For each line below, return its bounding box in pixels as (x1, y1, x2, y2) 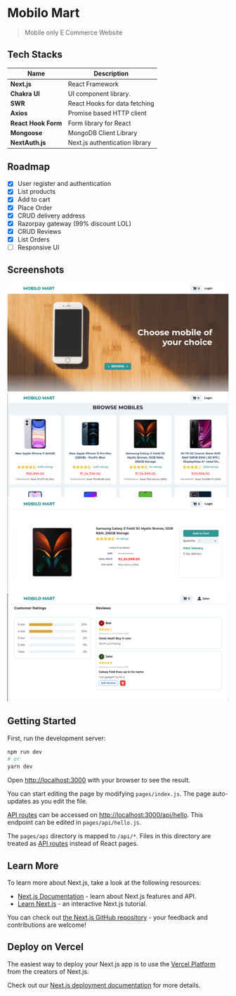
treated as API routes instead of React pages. (7, 840, 138, 848)
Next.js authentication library (67, 139, 152, 147)
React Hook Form (10, 118, 63, 127)
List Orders (17, 235, 51, 244)
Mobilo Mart (7, 5, 80, 21)
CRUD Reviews (17, 227, 62, 235)
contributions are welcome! (7, 921, 86, 929)
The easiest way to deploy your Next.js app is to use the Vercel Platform (7, 959, 216, 968)
